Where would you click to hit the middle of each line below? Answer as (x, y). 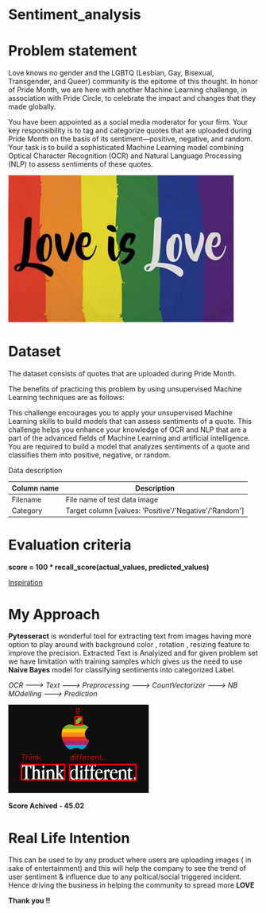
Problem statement (73, 51)
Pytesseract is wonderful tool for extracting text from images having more (130, 636)
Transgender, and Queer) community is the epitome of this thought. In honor (133, 82)
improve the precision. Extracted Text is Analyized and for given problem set (133, 653)
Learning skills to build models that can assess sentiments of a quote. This (130, 422)
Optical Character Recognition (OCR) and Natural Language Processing (125, 156)
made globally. (32, 107)
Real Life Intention (69, 838)
